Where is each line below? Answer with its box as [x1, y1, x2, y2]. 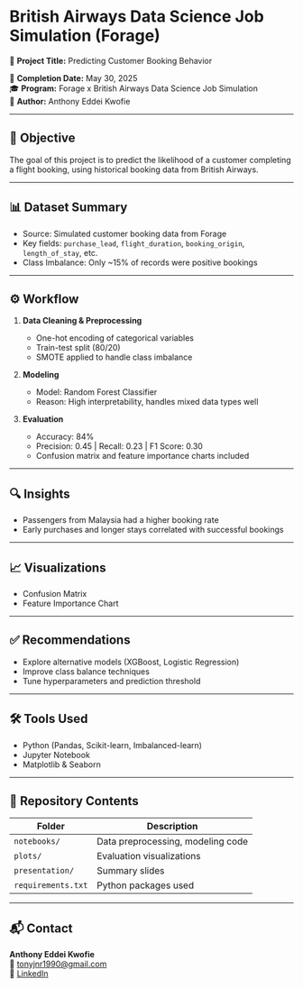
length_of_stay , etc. [22, 247, 98, 258]
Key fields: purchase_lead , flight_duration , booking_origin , [22, 237, 245, 249]
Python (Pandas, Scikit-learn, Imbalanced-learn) [22, 739, 203, 750]
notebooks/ [14, 837, 60, 846]
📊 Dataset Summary [9, 200, 128, 215]
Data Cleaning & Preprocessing [22, 316, 142, 326]
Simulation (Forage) [9, 25, 161, 46]
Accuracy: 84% [35, 431, 95, 443]
